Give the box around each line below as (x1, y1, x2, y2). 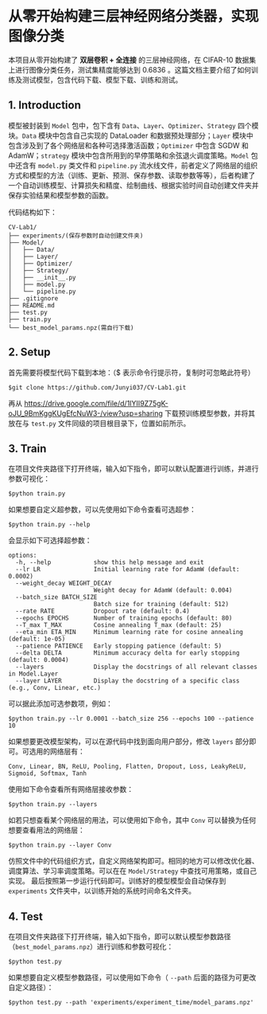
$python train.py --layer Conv (8, 841, 112, 849)
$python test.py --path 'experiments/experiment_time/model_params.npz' (8, 999, 254, 1007)
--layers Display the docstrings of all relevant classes (15, 663, 258, 671)
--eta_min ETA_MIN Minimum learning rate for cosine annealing (15, 628, 244, 636)
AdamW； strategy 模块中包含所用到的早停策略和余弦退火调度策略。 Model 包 (8, 151, 258, 160)
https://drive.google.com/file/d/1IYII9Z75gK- (23, 398, 168, 408)
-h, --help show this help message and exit (15, 558, 204, 566)
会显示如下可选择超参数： (8, 535, 92, 546)
